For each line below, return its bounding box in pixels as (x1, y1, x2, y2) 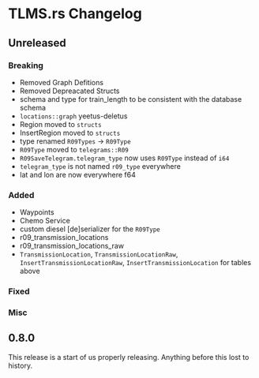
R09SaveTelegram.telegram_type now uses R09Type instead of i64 (19, 153, 230, 163)
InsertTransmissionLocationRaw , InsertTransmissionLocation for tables (19, 258, 251, 268)
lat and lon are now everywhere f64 (19, 170, 136, 179)
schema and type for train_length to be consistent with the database (19, 94, 242, 103)
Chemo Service (19, 216, 71, 226)
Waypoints (19, 208, 54, 217)
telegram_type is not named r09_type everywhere (19, 161, 182, 170)
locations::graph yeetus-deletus (19, 111, 128, 121)
